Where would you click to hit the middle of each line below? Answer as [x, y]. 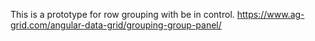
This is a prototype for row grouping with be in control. [122, 14]
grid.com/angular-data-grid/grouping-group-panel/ [116, 25]
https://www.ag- [270, 14]
